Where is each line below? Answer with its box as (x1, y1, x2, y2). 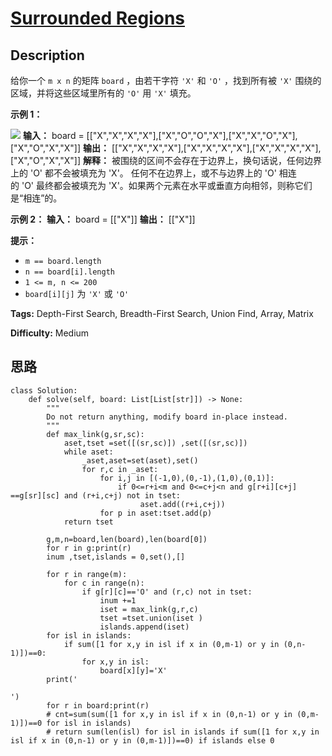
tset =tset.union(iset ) (99, 613, 203, 623)
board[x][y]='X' (99, 665, 168, 676)
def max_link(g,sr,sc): (46, 429, 145, 439)
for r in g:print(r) (46, 543, 132, 553)
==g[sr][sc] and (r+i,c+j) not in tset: (10, 490, 182, 501)
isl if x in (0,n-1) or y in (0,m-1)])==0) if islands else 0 (10, 735, 275, 746)
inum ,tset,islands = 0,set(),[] (46, 552, 186, 562)
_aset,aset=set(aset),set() (81, 455, 199, 466)
